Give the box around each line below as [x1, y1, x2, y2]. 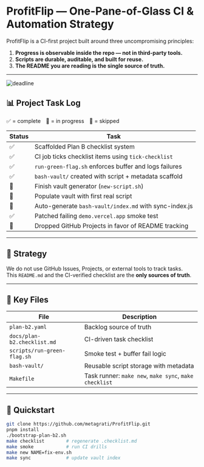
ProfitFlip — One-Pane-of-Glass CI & [6, 4, 194, 18]
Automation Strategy [6, 17, 114, 31]
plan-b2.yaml [9, 324, 47, 331]
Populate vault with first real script [34, 192, 132, 200]
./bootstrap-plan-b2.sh [6, 432, 67, 438]
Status [9, 132, 29, 141]
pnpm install [6, 427, 39, 433]
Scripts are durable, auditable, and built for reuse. [15, 55, 144, 63]
